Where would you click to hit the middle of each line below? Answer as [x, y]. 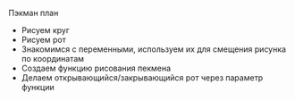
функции [38, 87]
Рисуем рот [43, 40]
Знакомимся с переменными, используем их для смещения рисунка [154, 49]
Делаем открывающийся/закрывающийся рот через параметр [142, 78]
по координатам [53, 59]
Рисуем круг [46, 30]
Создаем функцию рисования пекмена [96, 68]
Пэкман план [34, 13]
